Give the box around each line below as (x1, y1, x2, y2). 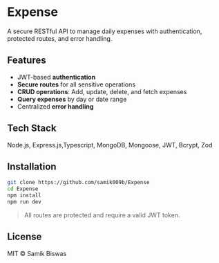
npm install (7, 192, 41, 199)
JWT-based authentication (17, 73, 96, 81)
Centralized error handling (17, 102, 94, 111)
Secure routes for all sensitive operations (17, 80, 136, 89)
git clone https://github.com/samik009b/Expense (7, 179, 150, 186)
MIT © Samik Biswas (7, 249, 67, 257)
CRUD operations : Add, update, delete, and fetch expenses (17, 87, 187, 96)
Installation (7, 161, 57, 172)
